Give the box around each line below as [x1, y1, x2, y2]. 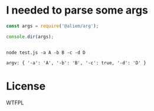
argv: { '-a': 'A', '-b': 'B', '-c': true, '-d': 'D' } [6, 60, 146, 66]
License [6, 79, 46, 93]
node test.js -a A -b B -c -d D [6, 50, 86, 56]
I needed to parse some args [6, 4, 149, 17]
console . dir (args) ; [6, 34, 54, 40]
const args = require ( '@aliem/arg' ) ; [6, 23, 99, 29]
